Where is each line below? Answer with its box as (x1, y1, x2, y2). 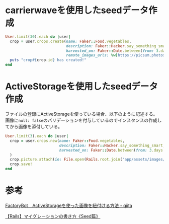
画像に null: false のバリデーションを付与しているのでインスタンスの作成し (5, 117, 162, 123)
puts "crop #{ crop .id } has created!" (10, 57, 87, 63)
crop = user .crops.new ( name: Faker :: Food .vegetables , (10, 138, 125, 143)
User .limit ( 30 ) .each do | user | (5, 34, 71, 39)
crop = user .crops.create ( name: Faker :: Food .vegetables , (10, 39, 132, 44)
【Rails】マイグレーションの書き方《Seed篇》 (5, 213, 101, 219)
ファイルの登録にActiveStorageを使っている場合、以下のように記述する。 (5, 111, 158, 117)
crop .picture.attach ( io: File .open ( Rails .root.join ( (10, 157, 123, 162)
